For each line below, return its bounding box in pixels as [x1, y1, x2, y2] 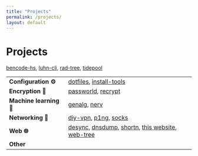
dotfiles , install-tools [68, 78, 126, 86]
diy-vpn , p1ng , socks [68, 114, 128, 122]
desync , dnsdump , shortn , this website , [68, 123, 177, 131]
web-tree [68, 131, 95, 139]
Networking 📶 [9, 114, 49, 122]
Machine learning [9, 97, 60, 105]
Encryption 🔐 [9, 87, 47, 95]
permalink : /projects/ [6, 14, 62, 20]
